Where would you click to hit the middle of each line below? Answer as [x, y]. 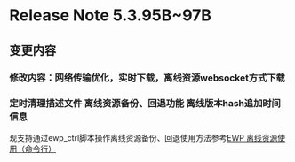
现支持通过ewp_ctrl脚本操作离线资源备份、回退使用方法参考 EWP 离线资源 [144, 137]
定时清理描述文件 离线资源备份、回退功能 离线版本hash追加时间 [145, 104]
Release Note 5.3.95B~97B [110, 15]
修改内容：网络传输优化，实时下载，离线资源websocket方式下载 [147, 78]
